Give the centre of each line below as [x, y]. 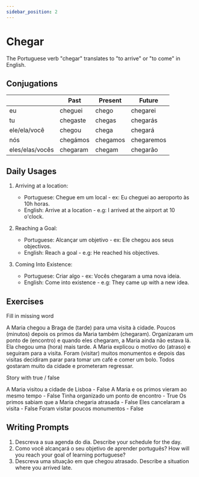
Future [148, 101]
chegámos [75, 140]
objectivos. [38, 246]
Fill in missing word [30, 316]
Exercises [25, 301]
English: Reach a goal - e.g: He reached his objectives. [92, 253]
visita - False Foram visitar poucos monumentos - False [75, 408]
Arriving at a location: [41, 186]
